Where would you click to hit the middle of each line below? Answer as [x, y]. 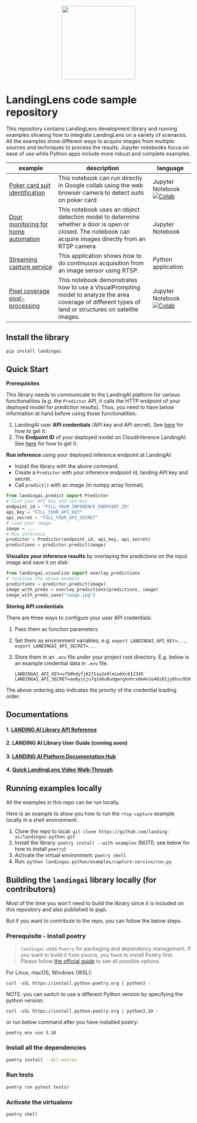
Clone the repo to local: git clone [55, 831]
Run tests [20, 1075]
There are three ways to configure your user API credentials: [79, 618]
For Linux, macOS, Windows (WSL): [49, 973]
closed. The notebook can [94, 231]
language [170, 168]
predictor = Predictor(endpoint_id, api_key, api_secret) [78, 539]
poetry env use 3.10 [31, 1033]
